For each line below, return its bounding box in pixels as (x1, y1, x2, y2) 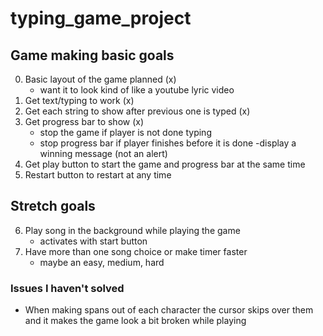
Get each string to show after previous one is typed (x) (24, 105, 251, 117)
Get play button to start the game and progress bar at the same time (24, 158, 306, 170)
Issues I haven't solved (10, 281, 125, 295)
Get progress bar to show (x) (24, 116, 145, 127)
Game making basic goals (10, 47, 175, 64)
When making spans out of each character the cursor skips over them (24, 304, 314, 316)
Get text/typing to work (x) (24, 95, 135, 106)
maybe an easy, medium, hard (39, 256, 165, 268)
